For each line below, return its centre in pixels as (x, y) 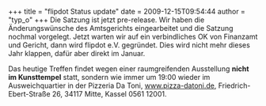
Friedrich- (234, 85)
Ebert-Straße (29, 94)
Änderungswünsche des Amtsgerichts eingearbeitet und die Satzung (121, 28)
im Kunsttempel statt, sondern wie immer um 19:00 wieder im (109, 77)
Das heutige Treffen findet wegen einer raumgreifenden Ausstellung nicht (129, 69)
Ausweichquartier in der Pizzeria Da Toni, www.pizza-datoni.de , (112, 85)
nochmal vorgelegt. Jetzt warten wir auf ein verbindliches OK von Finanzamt (133, 36)
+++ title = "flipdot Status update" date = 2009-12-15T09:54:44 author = (127, 11)
